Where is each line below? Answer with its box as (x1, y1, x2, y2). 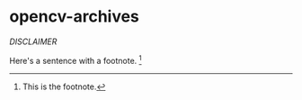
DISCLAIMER (9, 36, 58, 47)
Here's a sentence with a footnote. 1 (9, 53, 142, 66)
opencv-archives (9, 6, 139, 27)
